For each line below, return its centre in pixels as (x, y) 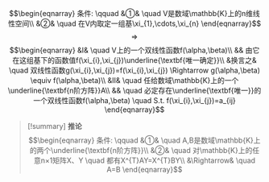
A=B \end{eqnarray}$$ (145, 170)
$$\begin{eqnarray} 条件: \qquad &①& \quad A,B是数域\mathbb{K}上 (145, 140)
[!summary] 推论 (54, 126)
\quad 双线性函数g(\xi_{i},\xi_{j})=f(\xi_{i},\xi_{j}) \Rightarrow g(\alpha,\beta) (134, 70)
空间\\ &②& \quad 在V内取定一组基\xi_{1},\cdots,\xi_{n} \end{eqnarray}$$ (138, 23)
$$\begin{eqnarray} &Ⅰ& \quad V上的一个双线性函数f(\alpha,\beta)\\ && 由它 (134, 50)
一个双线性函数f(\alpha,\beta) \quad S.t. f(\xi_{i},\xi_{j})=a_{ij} (134, 100)
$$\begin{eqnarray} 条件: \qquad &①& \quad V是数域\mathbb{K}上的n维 (131, 13)
